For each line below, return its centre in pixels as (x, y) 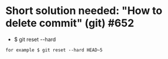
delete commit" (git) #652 (70, 23)
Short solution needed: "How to (84, 11)
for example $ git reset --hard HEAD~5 (54, 50)
